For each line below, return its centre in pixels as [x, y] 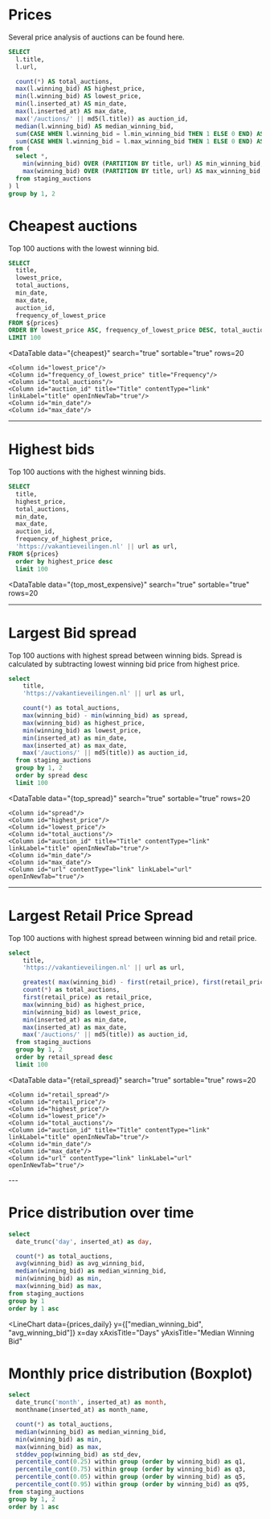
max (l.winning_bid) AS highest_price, [81, 89]
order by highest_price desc [64, 561]
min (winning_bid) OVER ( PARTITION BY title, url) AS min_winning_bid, [143, 164]
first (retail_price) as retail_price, [88, 997]
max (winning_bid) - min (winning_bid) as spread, [106, 716]
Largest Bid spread [73, 633]
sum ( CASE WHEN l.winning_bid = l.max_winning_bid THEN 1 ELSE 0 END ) [134, 141]
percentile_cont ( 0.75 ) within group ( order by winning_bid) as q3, [131, 1469]
